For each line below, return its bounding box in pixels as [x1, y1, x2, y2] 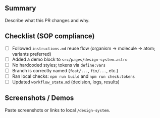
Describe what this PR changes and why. [5, 17, 90, 23]
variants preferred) [12, 51, 51, 57]
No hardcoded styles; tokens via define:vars [12, 62, 106, 68]
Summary [5, 4, 36, 13]
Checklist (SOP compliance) [5, 32, 95, 41]
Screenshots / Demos [5, 94, 74, 102]
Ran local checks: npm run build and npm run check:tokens [12, 73, 135, 79]
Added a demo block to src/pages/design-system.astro [12, 56, 128, 62]
